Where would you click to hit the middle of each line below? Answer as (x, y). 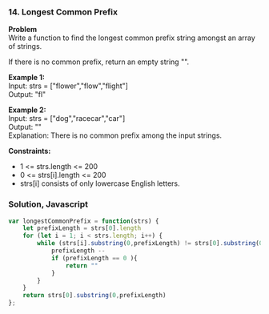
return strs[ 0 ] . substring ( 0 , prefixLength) (94, 296)
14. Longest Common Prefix (63, 12)
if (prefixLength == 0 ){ (94, 258)
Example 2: (27, 110)
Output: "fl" (27, 95)
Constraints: (30, 151)
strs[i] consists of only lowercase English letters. (100, 183)
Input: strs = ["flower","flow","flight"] (68, 86)
